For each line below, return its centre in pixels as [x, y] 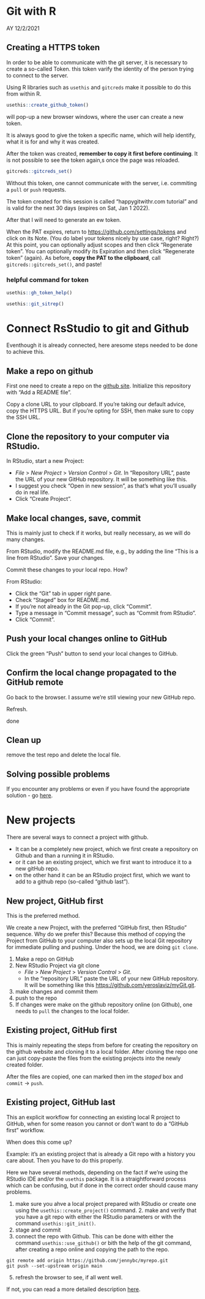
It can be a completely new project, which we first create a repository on [106, 849]
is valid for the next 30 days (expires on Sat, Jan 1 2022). [78, 208]
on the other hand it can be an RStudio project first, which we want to [103, 875]
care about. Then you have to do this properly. [65, 1160]
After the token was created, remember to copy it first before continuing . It [102, 153]
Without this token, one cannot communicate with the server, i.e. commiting [102, 183]
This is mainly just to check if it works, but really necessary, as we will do [99, 533]
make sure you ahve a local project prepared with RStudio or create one [106, 1203]
